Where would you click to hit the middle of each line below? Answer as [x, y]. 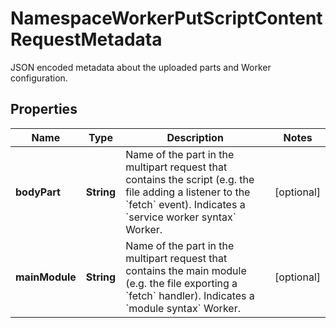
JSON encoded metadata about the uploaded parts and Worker [141, 67]
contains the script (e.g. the [190, 179]
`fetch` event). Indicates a [185, 204]
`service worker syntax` [181, 217]
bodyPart [38, 192]
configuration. [39, 78]
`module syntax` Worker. [183, 308]
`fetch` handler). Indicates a [190, 295]
